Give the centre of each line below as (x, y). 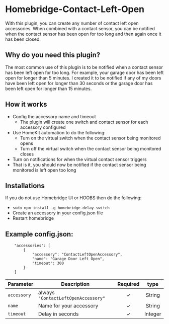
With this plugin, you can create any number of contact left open (72, 23)
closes (27, 154)
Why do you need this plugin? (53, 55)
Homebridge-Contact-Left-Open (75, 9)
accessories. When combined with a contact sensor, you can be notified (80, 28)
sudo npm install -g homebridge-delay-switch (61, 208)
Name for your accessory (68, 306)
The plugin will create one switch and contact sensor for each (84, 122)
